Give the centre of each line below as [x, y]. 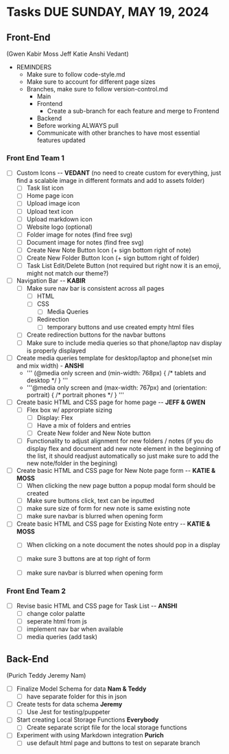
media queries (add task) [62, 637]
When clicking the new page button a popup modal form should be [121, 486]
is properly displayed [56, 351]
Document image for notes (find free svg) [85, 242]
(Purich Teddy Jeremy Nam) [46, 676]
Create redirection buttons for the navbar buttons [96, 335]
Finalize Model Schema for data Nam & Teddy [81, 689]
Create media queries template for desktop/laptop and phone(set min [114, 357]
